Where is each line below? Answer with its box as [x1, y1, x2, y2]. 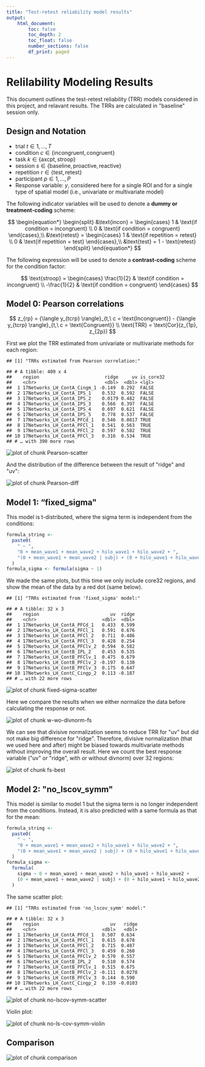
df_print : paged [28, 49, 70, 55]
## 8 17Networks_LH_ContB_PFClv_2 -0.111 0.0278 [6, 969, 138, 975]
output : [6, 15, 26, 21]
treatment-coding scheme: [6, 206, 76, 214]
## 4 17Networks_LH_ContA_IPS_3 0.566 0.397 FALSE [6, 401, 154, 407]
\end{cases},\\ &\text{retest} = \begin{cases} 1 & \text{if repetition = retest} [8, 231, 197, 239]
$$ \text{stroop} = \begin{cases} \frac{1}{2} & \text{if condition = [20, 274, 185, 282]
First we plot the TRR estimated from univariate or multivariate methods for [6, 340, 194, 347]
